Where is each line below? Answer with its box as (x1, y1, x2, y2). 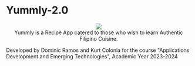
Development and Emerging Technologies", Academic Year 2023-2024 (6, 52, 178, 60)
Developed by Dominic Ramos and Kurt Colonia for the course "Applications (6, 47, 190, 54)
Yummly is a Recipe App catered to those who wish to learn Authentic (14, 29, 183, 36)
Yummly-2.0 (6, 4, 69, 17)
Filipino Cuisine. (79, 35, 119, 42)
